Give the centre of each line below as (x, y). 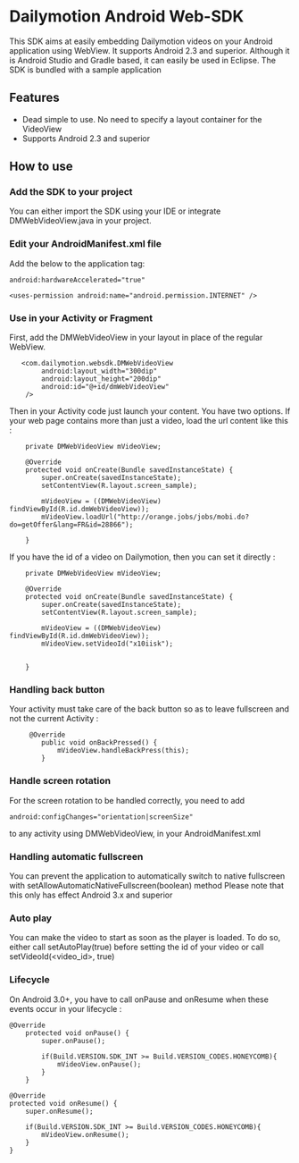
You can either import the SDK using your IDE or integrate (115, 211)
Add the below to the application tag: (77, 263)
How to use (41, 167)
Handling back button (57, 689)
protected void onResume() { (63, 1103)
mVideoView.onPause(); (99, 1064)
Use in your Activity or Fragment (81, 317)
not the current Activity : (54, 719)
